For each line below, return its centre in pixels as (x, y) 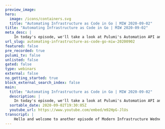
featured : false (22, 46)
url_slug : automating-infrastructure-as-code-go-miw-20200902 (70, 42)
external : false (22, 74)
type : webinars (21, 69)
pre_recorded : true (25, 51)
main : (11, 87)
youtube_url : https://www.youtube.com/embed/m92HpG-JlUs (69, 110)
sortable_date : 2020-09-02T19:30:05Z (48, 105)
